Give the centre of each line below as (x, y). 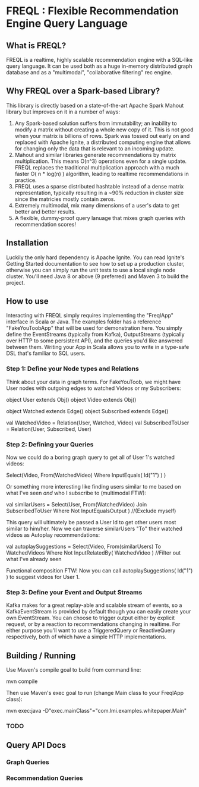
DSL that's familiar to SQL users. (46, 353)
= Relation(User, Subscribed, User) (49, 429)
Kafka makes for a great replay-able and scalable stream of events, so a (94, 605)
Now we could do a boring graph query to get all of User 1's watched (91, 457)
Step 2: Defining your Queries (50, 444)
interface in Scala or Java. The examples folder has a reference (84, 322)
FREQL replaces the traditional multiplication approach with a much (97, 167)
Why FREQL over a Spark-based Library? (83, 91)
